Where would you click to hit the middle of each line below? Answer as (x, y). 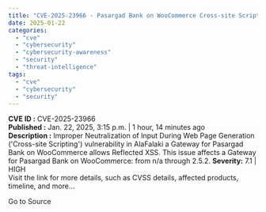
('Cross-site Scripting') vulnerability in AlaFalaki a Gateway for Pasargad (126, 144)
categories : (28, 30)
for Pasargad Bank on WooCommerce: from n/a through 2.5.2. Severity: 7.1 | (133, 161)
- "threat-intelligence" (56, 67)
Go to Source (30, 202)
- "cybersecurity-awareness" (63, 52)
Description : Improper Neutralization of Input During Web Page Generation (131, 136)
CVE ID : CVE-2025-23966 (52, 119)
